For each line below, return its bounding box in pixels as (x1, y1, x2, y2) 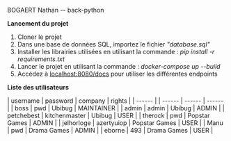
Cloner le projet (17, 33, 63, 41)
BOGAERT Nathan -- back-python (7, 6, 104, 14)
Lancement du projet (7, 19, 69, 27)
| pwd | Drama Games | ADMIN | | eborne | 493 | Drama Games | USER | (7, 126, 214, 134)
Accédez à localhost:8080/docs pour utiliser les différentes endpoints (17, 69, 218, 78)
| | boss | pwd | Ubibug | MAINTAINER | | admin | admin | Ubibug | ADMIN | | (7, 104, 225, 112)
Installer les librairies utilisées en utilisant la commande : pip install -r (17, 48, 215, 56)
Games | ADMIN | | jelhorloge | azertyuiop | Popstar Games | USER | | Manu (7, 119, 224, 127)
